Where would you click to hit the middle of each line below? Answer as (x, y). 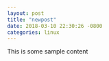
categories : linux (33, 32)
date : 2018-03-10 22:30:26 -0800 (55, 26)
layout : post (26, 13)
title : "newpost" (32, 20)
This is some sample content (48, 52)
